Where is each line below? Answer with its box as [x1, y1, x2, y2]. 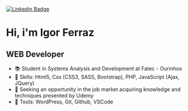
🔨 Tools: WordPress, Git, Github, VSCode [14, 98, 114, 105]
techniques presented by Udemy [14, 92, 94, 99]
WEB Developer [6, 49, 64, 59]
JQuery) [14, 79, 35, 86]
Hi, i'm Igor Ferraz [6, 26, 95, 39]
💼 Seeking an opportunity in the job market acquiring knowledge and [14, 86, 181, 93]
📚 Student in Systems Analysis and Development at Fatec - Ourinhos [14, 65, 183, 72]
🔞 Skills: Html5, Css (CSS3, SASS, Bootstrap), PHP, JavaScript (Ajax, [14, 74, 180, 80]
